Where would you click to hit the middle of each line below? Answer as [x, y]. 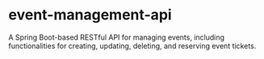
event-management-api [90, 15]
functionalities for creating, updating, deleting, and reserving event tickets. [132, 45]
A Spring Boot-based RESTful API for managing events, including [116, 37]
